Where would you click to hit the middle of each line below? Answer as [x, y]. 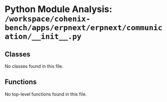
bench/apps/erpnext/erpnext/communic [84, 28]
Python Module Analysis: [59, 9]
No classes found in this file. [34, 66]
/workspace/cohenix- [48, 19]
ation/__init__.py [43, 36]
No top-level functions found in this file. [46, 94]
